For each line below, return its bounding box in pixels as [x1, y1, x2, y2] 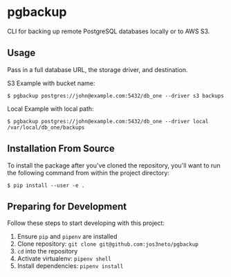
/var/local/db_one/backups [7, 124, 85, 131]
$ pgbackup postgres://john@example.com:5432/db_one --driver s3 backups [7, 92, 225, 99]
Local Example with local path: [7, 105, 95, 113]
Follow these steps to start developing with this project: [7, 219, 165, 227]
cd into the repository [17, 247, 78, 256]
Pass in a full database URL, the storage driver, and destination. [7, 65, 188, 73]
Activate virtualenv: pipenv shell [17, 254, 112, 263]
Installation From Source [7, 143, 115, 154]
